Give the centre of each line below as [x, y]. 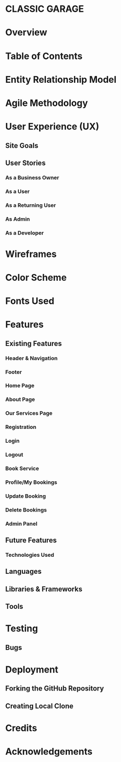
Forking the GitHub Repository [55, 689]
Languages [23, 571]
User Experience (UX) [52, 127]
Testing [22, 629]
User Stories [26, 163]
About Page [20, 400]
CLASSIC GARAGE [45, 9]
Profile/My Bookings [31, 482]
